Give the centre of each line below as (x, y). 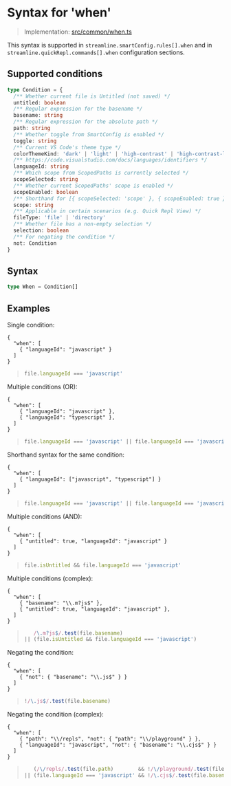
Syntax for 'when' (59, 13)
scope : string (33, 205)
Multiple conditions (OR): (42, 386)
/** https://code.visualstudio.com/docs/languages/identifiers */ (110, 160)
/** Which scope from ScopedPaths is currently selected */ (101, 173)
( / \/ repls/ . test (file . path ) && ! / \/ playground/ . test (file (129, 769)
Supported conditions (55, 74)
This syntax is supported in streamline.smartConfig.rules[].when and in (110, 45)
